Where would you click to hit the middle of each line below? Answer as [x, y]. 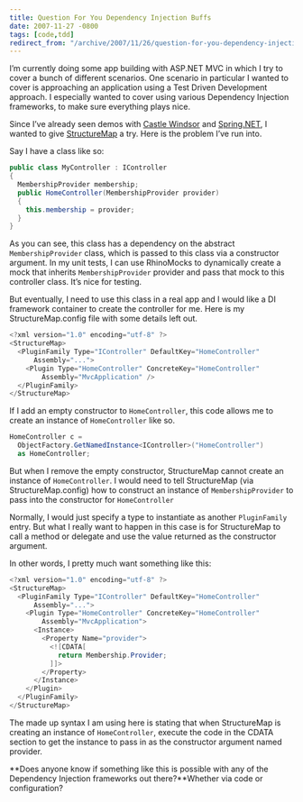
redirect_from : [38, 43]
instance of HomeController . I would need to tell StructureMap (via [132, 480]
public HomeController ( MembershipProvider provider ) [119, 193]
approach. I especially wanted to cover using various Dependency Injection [149, 97]
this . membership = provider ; [80, 210]
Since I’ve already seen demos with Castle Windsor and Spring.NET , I [138, 124]
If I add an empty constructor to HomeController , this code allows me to [141, 411]
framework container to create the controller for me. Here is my [127, 309]
